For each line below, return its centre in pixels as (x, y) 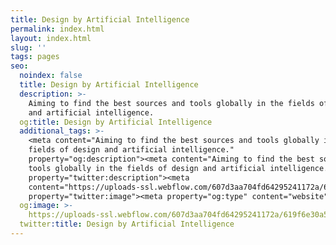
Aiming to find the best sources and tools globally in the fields (171, 103)
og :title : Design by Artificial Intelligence (116, 122)
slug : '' (28, 47)
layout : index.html (51, 38)
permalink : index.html (57, 29)
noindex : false (51, 76)
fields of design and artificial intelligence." (131, 150)
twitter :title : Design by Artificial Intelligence (127, 224)
